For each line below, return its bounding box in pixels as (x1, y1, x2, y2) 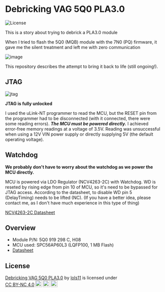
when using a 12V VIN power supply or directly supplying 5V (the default (5, 131, 154, 137)
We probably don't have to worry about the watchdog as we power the (5, 164, 153, 170)
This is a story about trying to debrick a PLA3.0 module (5, 29, 118, 35)
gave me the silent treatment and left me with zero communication (5, 44, 140, 50)
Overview (5, 224, 36, 232)
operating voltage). (5, 136, 44, 142)
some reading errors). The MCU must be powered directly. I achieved (5, 120, 149, 127)
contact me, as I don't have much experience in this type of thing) (5, 199, 140, 206)
